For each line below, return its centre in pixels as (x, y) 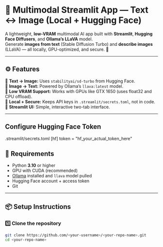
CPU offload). (19, 96)
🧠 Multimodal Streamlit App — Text (77, 10)
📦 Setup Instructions (38, 207)
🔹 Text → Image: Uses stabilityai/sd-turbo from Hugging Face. (70, 81)
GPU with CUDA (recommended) (45, 171)
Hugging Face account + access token (51, 181)
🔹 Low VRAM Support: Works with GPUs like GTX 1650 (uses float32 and (78, 91)
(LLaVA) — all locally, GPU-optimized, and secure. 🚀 (57, 49)
